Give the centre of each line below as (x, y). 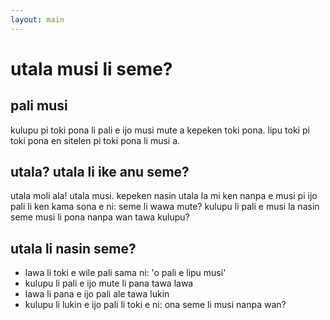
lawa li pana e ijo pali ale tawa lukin (97, 294)
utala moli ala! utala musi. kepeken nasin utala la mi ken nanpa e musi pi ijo (164, 196)
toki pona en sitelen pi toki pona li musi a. (95, 140)
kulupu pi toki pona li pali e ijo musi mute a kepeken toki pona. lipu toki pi (160, 130)
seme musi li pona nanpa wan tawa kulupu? (100, 217)
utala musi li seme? (91, 68)
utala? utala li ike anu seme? (100, 172)
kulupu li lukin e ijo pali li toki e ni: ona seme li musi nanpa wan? (155, 305)
